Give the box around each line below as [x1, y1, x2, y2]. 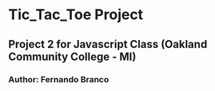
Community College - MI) [8, 49, 137, 63]
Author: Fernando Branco [8, 73, 109, 85]
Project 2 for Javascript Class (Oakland [8, 38, 208, 51]
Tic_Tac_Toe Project [8, 6, 144, 24]
